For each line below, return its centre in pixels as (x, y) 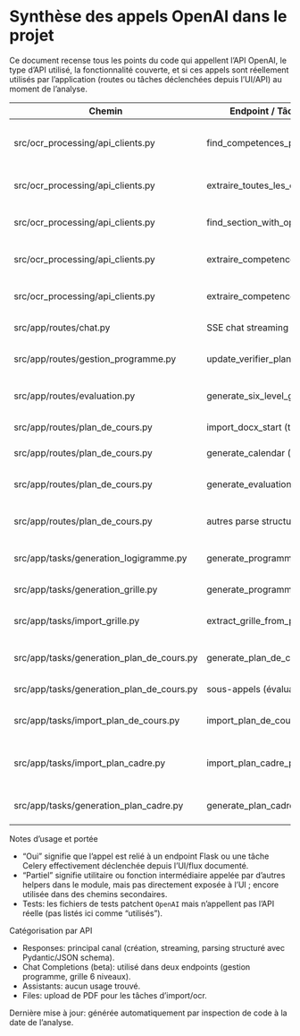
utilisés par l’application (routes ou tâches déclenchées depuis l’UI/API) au (146, 79)
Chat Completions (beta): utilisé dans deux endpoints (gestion (136, 967)
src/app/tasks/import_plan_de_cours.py (97, 720)
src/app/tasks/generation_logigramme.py (100, 558)
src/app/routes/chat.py (62, 327)
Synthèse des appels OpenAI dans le (148, 17)
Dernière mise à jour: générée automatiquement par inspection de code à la (148, 1013)
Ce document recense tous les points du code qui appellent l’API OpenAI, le (148, 60)
